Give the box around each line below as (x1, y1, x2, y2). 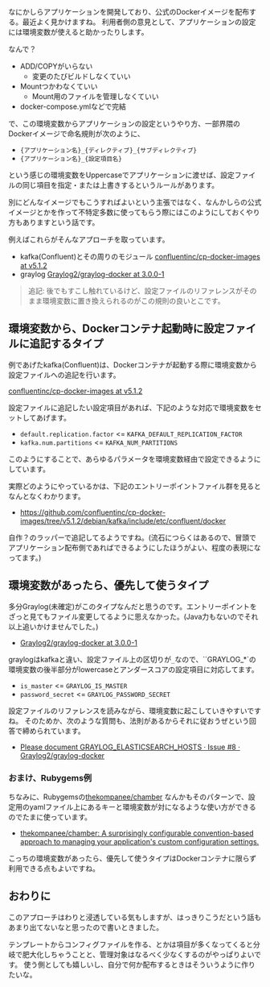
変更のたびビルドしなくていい (31, 72, 131, 81)
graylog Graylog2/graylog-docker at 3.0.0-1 (19, 269, 165, 279)
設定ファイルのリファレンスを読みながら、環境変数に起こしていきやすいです (8, 706, 261, 715)
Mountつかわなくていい (19, 81, 98, 91)
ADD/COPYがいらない (19, 61, 93, 71)
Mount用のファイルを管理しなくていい (31, 92, 159, 101)
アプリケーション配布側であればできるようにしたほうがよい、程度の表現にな (8, 542, 261, 552)
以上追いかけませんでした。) (8, 621, 99, 631)
